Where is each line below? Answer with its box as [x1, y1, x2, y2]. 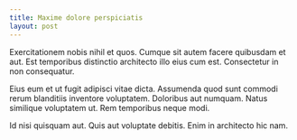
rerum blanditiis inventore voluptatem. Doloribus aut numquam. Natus [9, 92, 268, 104]
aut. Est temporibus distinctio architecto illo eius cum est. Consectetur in [9, 56, 279, 67]
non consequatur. [9, 65, 75, 77]
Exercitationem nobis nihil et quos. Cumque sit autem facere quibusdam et [9, 46, 286, 57]
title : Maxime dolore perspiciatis [9, 13, 144, 23]
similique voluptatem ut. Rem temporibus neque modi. [9, 102, 210, 113]
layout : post [9, 22, 59, 31]
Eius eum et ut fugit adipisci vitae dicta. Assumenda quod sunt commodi [9, 83, 278, 94]
